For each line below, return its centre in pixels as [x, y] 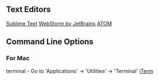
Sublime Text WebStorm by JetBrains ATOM [59, 23]
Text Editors [28, 10]
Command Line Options [50, 42]
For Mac [18, 59]
